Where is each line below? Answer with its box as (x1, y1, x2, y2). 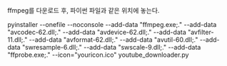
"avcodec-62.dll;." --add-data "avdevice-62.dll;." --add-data (7, 28, 187, 36)
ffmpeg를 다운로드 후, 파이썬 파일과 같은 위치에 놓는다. (7, 6, 160, 14)
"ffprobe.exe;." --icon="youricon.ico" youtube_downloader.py (7, 50, 189, 59)
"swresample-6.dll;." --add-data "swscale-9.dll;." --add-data (21, 43, 201, 51)
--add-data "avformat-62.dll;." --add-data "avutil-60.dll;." (29, 35, 198, 44)
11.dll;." (7, 35, 28, 44)
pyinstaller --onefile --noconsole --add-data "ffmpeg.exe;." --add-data (7, 21, 217, 28)
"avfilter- (188, 28, 214, 36)
